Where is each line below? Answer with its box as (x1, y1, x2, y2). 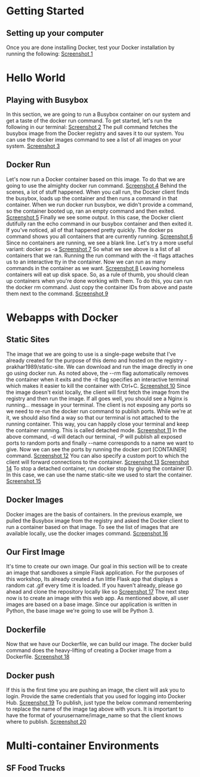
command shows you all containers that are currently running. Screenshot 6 (6, 233, 193, 240)
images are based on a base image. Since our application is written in (6, 601, 177, 608)
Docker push (6, 671, 55, 681)
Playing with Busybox (6, 94, 88, 105)
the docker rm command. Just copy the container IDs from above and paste (6, 283, 193, 290)
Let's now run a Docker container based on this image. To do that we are (6, 175, 185, 183)
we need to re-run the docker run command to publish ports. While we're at (6, 408, 192, 415)
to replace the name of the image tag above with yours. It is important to (6, 705, 184, 712)
